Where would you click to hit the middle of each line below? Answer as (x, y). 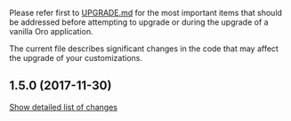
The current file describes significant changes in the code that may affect (144, 49)
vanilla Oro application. (51, 31)
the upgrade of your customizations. (76, 58)
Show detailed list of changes (64, 107)
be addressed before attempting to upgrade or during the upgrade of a (139, 22)
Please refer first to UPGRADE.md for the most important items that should (146, 13)
